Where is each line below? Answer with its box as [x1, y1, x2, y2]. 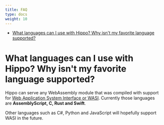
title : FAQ [5, 7, 28, 12]
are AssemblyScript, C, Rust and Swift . [5, 100, 86, 106]
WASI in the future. [5, 115, 43, 121]
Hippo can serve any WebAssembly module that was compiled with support [5, 90, 159, 96]
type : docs [5, 12, 28, 17]
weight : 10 [5, 16, 28, 21]
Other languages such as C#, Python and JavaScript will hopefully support [5, 110, 157, 116]
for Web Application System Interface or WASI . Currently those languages [5, 95, 155, 101]
